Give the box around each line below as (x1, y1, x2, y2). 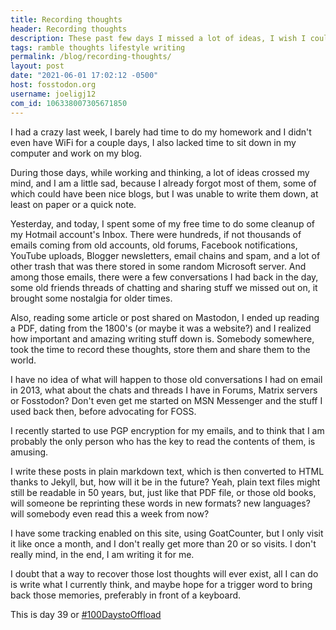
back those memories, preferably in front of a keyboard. (10, 589, 242, 601)
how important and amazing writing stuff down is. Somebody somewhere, (10, 332, 315, 345)
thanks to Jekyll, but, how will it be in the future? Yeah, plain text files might (10, 476, 321, 488)
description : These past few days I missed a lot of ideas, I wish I (10, 33, 307, 43)
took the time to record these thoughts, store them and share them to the (10, 343, 311, 355)
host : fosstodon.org (10, 80, 97, 90)
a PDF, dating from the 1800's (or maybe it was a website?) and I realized (10, 322, 312, 334)
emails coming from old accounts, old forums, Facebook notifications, (10, 239, 298, 251)
